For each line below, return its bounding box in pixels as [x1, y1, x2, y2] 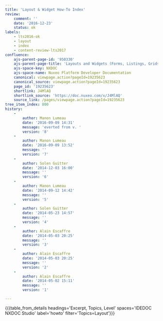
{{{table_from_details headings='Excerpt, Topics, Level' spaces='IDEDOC [5, 305, 152, 311]
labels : [5, 30, 21, 35]
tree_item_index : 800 [5, 102, 49, 107]
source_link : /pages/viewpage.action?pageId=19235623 [14, 98, 125, 103]
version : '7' [22, 152, 49, 157]
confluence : [5, 52, 29, 57]
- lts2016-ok [14, 35, 40, 39]
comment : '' [14, 16, 38, 21]
